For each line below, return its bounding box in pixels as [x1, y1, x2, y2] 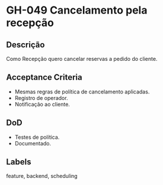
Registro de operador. [14, 94, 68, 101]
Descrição [6, 40, 45, 50]
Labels [6, 157, 31, 167]
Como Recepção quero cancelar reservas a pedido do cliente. [6, 56, 158, 62]
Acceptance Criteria [6, 72, 82, 83]
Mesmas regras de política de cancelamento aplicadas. [14, 88, 150, 95]
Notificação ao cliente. [14, 100, 70, 108]
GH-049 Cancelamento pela [6, 4, 148, 17]
